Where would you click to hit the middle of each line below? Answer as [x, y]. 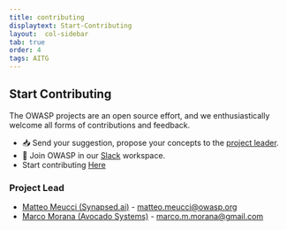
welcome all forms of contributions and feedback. [100, 125]
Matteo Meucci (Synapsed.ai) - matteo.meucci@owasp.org [129, 207]
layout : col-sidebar [49, 34]
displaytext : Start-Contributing [71, 26]
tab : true [27, 42]
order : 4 [25, 50]
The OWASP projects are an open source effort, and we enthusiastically [140, 115]
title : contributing [47, 17]
